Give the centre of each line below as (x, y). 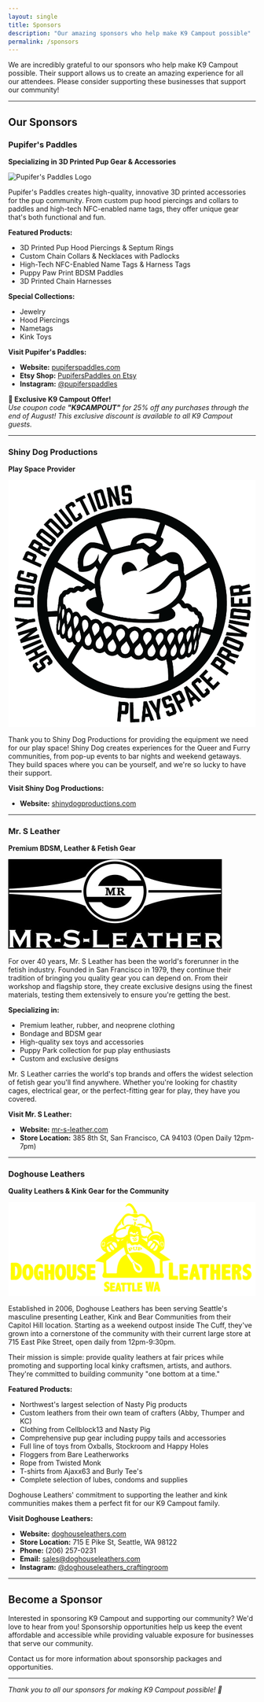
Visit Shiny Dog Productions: (56, 788)
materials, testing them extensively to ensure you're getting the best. (119, 995)
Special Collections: (42, 296)
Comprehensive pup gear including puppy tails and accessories (123, 1438)
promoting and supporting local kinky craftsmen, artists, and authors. (120, 1366)
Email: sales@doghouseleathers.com (80, 1559)
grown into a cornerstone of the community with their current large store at (130, 1334)
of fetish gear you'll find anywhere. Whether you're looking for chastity (123, 1082)
